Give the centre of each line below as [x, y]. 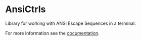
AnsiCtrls [26, 9]
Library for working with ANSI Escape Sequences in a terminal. [71, 23]
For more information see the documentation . [52, 33]
